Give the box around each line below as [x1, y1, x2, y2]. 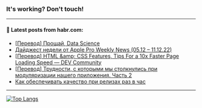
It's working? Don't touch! [6, 5, 84, 13]
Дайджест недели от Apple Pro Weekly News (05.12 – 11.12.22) [14, 46, 173, 53]
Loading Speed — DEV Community [14, 59, 102, 66]
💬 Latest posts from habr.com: [6, 26, 84, 33]
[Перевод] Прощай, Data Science [14, 40, 100, 47]
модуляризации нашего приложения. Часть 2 [14, 71, 132, 79]
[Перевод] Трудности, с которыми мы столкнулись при [14, 65, 158, 72]
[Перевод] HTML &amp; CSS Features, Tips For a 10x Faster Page [14, 52, 179, 59]
